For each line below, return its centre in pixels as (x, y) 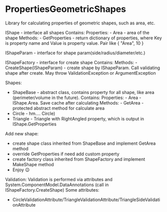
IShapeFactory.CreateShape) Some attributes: (52, 190)
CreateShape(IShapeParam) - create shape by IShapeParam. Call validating (83, 68)
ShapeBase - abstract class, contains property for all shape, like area (83, 92)
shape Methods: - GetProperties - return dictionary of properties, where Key (83, 38)
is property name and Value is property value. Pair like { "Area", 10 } (74, 43)
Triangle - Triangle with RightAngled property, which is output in (78, 118)
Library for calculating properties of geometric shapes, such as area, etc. (80, 23)
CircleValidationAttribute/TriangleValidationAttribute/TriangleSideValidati (86, 200)
